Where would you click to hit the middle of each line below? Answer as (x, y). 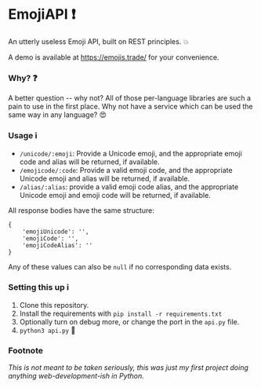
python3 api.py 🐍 (47, 330)
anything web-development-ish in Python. (76, 376)
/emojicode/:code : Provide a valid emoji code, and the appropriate (126, 170)
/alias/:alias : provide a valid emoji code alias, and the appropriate (129, 187)
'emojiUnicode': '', (56, 232)
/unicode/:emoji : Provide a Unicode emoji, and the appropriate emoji (131, 153)
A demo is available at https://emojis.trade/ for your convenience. (114, 57)
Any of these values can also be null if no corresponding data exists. (120, 266)
